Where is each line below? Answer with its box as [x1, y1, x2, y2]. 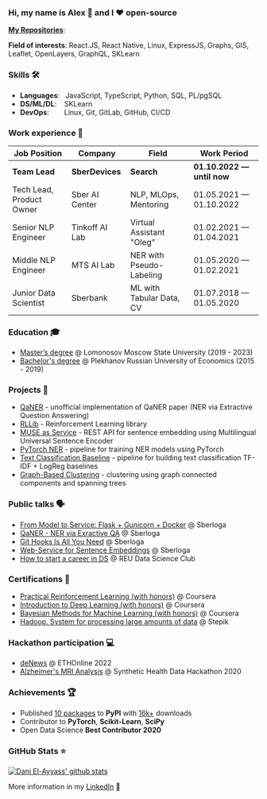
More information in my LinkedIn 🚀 [8, 782, 121, 791]
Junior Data [12, 287, 56, 298]
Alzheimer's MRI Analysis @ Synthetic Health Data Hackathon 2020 [19, 667, 242, 677]
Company [78, 147, 116, 158]
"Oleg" [130, 236, 156, 247]
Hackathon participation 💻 [8, 638, 115, 648]
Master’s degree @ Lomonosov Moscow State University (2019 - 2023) [19, 347, 253, 357]
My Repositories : [8, 25, 66, 35]
